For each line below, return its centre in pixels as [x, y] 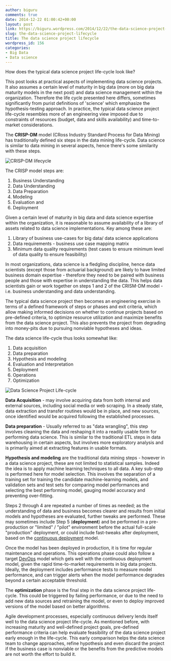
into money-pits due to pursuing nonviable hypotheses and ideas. [74, 328]
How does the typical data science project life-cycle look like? [70, 72]
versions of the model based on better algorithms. [58, 607]
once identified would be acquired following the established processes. [80, 417]
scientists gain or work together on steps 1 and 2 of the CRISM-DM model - [84, 286]
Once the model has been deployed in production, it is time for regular [79, 548]
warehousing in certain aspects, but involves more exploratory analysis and [84, 443]
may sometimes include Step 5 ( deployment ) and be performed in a [77, 522]
